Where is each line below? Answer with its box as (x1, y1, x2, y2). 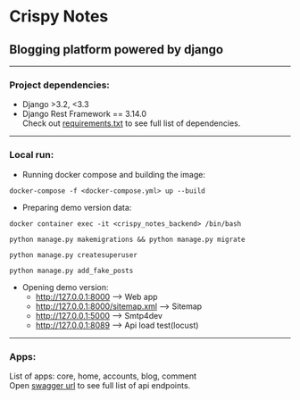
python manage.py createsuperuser (9, 250, 138, 260)
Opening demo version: (21, 281, 109, 292)
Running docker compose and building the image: (21, 169, 205, 179)
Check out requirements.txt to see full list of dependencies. (21, 118, 241, 129)
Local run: (9, 149, 54, 162)
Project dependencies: (9, 79, 110, 91)
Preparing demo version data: (21, 202, 132, 212)
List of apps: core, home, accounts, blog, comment (9, 371, 197, 381)
